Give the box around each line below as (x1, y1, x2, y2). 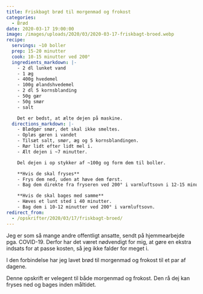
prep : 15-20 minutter (11, 48, 66, 54)
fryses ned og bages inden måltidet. (6, 281, 97, 288)
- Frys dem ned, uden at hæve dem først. (17, 176, 123, 182)
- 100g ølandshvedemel (17, 82, 74, 88)
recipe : (6, 37, 26, 43)
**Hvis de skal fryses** (17, 170, 80, 177)
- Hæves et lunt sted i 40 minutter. (17, 199, 112, 205)
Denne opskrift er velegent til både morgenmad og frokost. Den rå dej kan (6, 274, 190, 281)
